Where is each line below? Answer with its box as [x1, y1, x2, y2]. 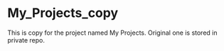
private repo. [7, 35, 45, 44]
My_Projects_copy [7, 5, 119, 21]
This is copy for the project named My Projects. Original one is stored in [7, 28, 218, 37]
